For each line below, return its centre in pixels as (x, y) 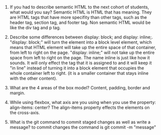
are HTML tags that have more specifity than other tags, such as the (78, 17)
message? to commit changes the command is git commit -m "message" (83, 127)
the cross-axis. (25, 113)
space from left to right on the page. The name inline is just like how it (80, 58)
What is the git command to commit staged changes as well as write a (80, 122)
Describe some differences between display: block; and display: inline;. (81, 37)
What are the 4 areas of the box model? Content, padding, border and (80, 88)
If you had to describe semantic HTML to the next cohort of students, (79, 7)
